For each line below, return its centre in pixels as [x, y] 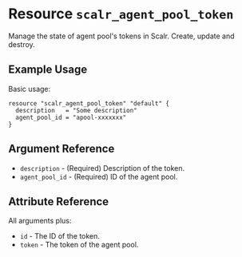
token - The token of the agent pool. [79, 245]
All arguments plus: [40, 221]
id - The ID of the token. [60, 236]
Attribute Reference [59, 202]
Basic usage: [30, 89]
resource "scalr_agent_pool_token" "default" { [89, 103]
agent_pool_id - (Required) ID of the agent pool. [99, 176]
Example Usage [48, 70]
